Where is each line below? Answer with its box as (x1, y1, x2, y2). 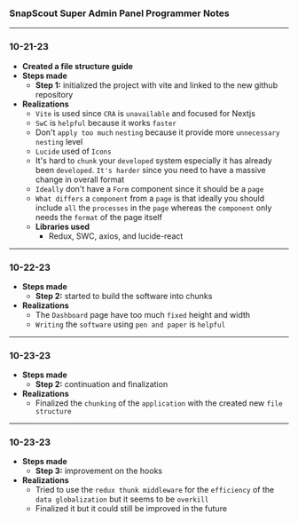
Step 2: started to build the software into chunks (35, 290, 213, 301)
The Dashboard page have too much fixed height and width (35, 309, 251, 320)
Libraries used (35, 221, 90, 232)
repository (35, 89, 74, 99)
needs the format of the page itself (35, 211, 162, 222)
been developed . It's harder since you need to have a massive (35, 164, 266, 175)
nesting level (35, 136, 83, 146)
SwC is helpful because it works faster (35, 117, 177, 128)
